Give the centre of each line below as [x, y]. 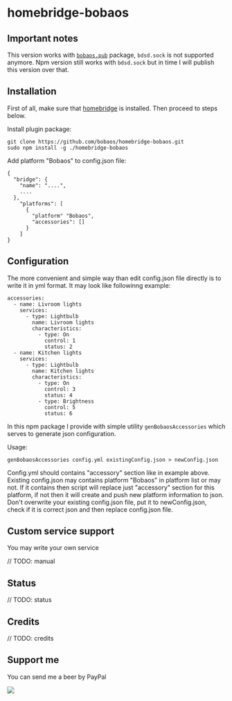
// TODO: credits [30, 639]
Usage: [17, 447]
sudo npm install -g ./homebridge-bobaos [68, 148]
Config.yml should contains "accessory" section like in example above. [108, 472]
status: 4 [58, 395]
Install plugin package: [39, 129]
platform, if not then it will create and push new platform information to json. [115, 494]
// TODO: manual [31, 561]
